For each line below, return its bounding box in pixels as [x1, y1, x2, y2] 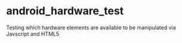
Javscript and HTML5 [6, 30, 60, 37]
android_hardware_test [6, 4, 124, 18]
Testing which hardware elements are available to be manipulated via [6, 24, 176, 31]
